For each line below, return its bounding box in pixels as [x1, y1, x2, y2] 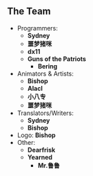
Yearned [27, 152, 53, 161]
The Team [7, 6, 52, 17]
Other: [17, 138, 36, 146]
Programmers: [17, 24, 59, 32]
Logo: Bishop [17, 131, 56, 139]
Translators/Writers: [17, 109, 74, 117]
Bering [37, 62, 58, 70]
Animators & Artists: [17, 69, 74, 78]
